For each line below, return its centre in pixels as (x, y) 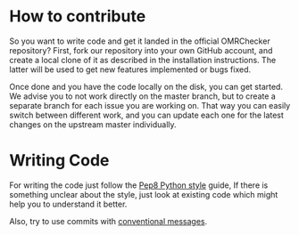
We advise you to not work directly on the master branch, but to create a (143, 96)
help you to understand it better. (68, 204)
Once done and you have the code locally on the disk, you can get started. (146, 86)
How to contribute (78, 16)
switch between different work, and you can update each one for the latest (146, 115)
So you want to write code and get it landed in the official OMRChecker (140, 41)
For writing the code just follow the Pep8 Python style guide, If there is (139, 185)
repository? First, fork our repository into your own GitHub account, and (141, 50)
